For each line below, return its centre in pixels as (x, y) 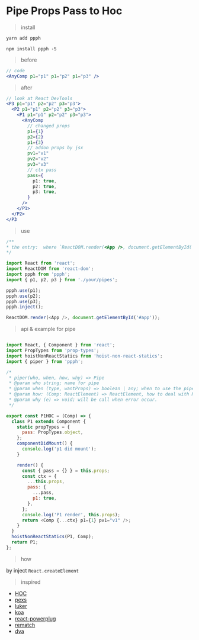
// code (16, 70)
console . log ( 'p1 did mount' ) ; (59, 449)
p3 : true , (45, 192)
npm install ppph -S (32, 49)
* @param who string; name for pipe (54, 383)
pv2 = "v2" (38, 159)
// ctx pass (42, 170)
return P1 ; (25, 542)
